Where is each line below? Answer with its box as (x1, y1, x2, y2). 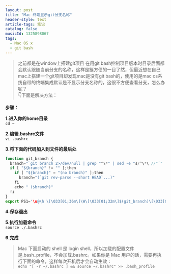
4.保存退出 (5, 209, 28, 215)
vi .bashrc (5, 136, 28, 141)
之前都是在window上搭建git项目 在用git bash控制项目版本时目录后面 (17, 60, 160, 66)
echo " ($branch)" (14, 184, 53, 189)
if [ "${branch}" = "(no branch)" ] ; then (14, 170, 103, 176)
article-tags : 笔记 (5, 21, 45, 27)
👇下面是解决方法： (17, 92, 58, 98)
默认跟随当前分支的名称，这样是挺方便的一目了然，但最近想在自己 (22, 66, 161, 72)
